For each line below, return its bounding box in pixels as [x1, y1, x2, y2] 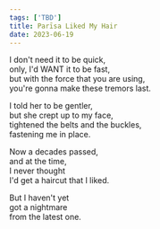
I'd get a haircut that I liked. [9, 175, 110, 186]
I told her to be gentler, [9, 101, 94, 111]
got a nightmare [9, 202, 68, 213]
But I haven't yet [9, 192, 70, 203]
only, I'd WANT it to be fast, [9, 64, 110, 75]
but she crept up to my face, [9, 110, 114, 121]
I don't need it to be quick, [9, 55, 106, 66]
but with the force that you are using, [9, 74, 146, 84]
